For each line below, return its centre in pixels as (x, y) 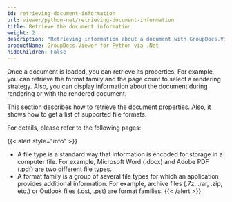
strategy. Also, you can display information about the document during (108, 86)
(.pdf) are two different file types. (65, 169)
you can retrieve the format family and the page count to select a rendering (114, 79)
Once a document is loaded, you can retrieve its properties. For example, (111, 71)
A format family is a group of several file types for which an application (118, 176)
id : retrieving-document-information (61, 13)
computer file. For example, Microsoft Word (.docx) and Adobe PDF (113, 161)
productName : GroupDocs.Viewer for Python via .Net (83, 46)
